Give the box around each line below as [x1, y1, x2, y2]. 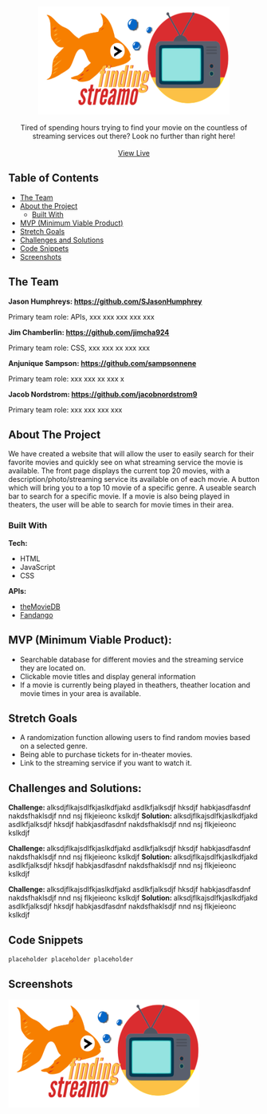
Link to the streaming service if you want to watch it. [19, 758, 193, 768]
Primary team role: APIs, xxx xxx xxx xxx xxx [8, 312, 155, 321]
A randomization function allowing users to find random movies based [19, 733, 251, 742]
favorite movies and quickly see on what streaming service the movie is [8, 458, 243, 467]
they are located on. [19, 662, 86, 673]
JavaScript [19, 562, 56, 571]
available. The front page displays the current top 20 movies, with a [8, 466, 230, 475]
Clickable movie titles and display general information [19, 671, 196, 681]
